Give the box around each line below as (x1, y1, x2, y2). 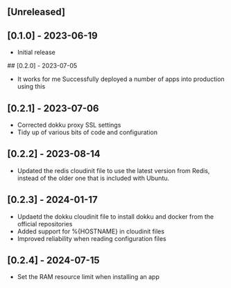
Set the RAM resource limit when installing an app (17, 273, 160, 281)
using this (17, 82, 46, 91)
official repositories (17, 219, 73, 228)
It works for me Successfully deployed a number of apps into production (17, 75, 225, 83)
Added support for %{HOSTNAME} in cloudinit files (17, 227, 165, 235)
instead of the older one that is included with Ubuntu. (17, 174, 170, 182)
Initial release (17, 48, 55, 57)
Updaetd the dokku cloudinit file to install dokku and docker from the (17, 212, 214, 221)
